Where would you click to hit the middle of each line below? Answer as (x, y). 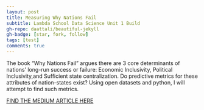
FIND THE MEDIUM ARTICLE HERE (50, 100)
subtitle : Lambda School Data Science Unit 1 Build (73, 23)
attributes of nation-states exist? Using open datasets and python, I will (96, 82)
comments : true (26, 46)
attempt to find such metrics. (43, 89)
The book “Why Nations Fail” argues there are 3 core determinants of (93, 63)
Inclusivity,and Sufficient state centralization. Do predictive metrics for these (102, 76)
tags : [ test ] (23, 40)
